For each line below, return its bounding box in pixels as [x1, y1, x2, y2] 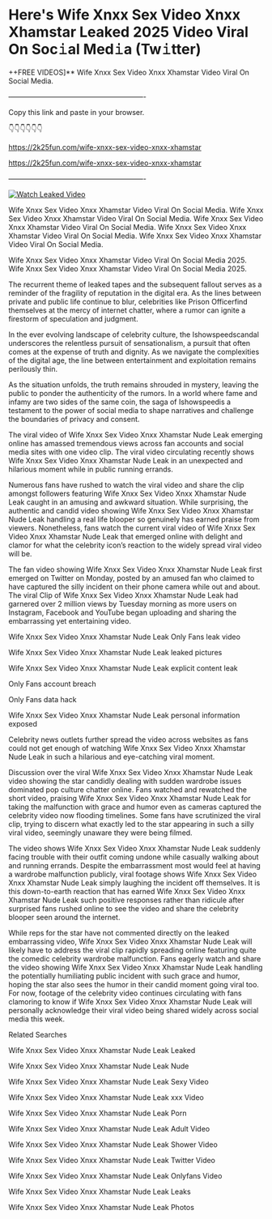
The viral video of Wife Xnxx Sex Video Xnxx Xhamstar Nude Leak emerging [8, 429, 263, 439]
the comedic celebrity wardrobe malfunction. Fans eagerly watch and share [8, 953, 261, 963]
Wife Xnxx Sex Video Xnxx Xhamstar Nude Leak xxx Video [8, 1092, 204, 1102]
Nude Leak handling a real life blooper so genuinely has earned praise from [8, 514, 261, 524]
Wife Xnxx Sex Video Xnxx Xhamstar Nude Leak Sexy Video [8, 1076, 209, 1086]
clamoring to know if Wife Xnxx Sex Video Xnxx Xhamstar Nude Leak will [8, 996, 253, 1006]
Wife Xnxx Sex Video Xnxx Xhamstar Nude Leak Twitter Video [8, 1155, 216, 1165]
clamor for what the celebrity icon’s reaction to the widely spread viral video [8, 540, 262, 550]
